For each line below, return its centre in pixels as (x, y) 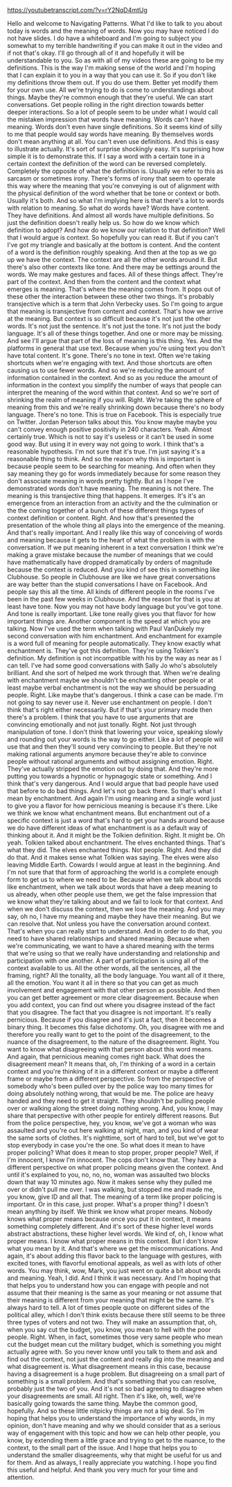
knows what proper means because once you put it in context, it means (109, 1219)
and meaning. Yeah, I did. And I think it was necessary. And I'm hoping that (114, 1278)
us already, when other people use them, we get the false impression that (112, 894)
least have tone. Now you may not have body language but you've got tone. (115, 606)
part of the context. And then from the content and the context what (104, 282)
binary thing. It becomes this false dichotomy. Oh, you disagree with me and (116, 1027)
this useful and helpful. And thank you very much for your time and (103, 1470)
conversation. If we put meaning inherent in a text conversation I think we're (115, 547)
